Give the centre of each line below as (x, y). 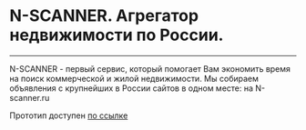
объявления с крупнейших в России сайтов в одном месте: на (131, 88)
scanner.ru (30, 97)
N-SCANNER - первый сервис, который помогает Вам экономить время (150, 68)
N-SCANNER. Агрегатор (104, 16)
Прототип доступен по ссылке (69, 115)
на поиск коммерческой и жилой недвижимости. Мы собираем (134, 78)
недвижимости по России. (117, 35)
